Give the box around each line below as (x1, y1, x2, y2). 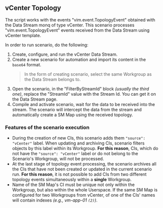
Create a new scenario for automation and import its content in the (12, 56, 146, 62)
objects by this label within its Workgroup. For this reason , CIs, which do (12, 146, 159, 151)
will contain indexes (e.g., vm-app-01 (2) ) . (12, 197, 98, 203)
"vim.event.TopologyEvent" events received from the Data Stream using (5, 27, 150, 33)
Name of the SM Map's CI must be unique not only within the (12, 182, 135, 187)
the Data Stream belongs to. (24, 76, 81, 82)
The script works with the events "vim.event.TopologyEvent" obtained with (5, 17, 155, 22)
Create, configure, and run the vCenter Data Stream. (12, 51, 118, 57)
